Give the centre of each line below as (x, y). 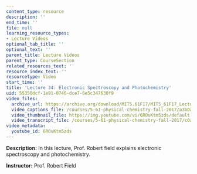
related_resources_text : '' (40, 66)
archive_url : (27, 104)
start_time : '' (25, 83)
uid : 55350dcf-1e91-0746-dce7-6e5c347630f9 (60, 93)
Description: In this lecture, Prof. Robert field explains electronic (84, 148)
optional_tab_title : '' (35, 45)
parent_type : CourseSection (40, 60)
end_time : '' (22, 22)
